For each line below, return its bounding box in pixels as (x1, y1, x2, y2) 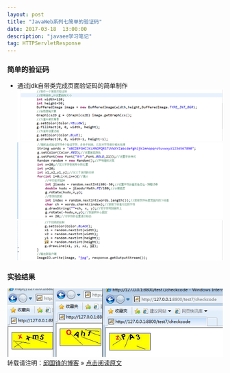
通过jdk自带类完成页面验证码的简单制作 (16, 82, 128, 90)
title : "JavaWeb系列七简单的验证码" (7, 18, 103, 25)
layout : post (7, 11, 44, 18)
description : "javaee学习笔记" (7, 33, 92, 40)
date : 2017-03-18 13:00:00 (7, 25, 88, 32)
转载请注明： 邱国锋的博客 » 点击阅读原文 (7, 359, 123, 367)
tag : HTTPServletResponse (7, 40, 81, 47)
